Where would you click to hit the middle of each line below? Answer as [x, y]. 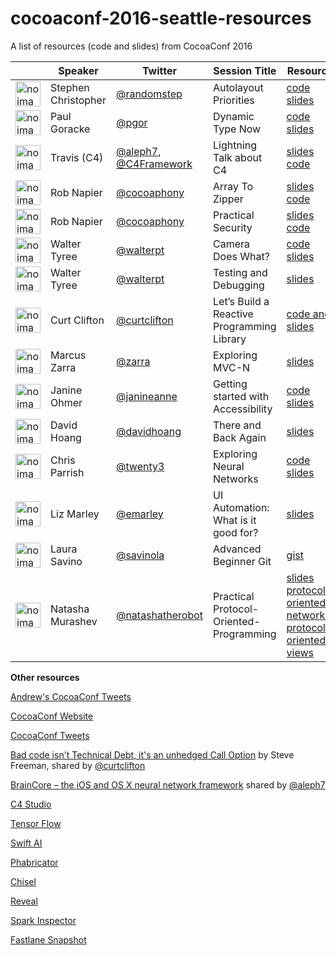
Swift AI [26, 843]
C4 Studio [31, 804]
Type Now [237, 129]
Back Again [240, 437]
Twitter [159, 70]
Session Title [245, 70]
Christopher [78, 100]
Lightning [235, 145]
